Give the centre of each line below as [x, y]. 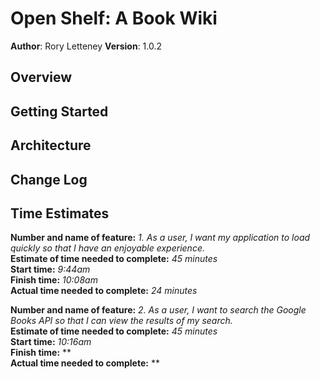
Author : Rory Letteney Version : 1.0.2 [86, 46]
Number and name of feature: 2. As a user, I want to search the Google [158, 310]
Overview [41, 77]
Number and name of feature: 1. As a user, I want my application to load [160, 238]
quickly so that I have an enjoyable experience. [107, 248]
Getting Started [59, 111]
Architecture [51, 145]
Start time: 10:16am [51, 342]
